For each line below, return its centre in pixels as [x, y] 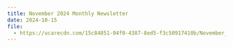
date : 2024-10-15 [32, 20]
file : [15, 26]
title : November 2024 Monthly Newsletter [68, 13]
